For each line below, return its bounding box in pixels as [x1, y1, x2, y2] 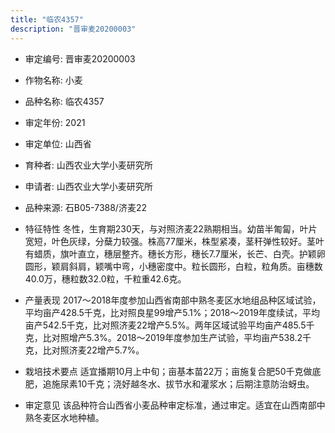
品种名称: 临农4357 [24, 95, 105, 107]
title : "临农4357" [10, 14, 84, 25]
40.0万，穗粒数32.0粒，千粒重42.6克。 [24, 272, 187, 285]
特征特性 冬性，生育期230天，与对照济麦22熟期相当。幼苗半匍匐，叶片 [24, 222, 318, 235]
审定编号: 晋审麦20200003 [24, 52, 136, 65]
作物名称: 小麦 [24, 74, 83, 86]
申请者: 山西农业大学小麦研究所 [24, 180, 153, 192]
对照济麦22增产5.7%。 [51, 344, 145, 356]
